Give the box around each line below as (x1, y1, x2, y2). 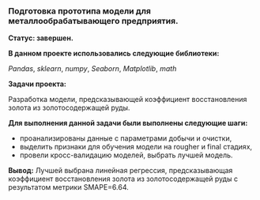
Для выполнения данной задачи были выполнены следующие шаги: (8, 119, 248, 128)
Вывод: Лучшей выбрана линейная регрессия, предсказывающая (8, 166, 233, 175)
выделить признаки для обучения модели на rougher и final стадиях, (19, 142, 253, 152)
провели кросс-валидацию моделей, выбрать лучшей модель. (19, 150, 233, 160)
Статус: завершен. (8, 33, 73, 43)
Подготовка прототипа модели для (8, 6, 152, 17)
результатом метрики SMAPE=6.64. (8, 183, 129, 192)
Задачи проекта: (8, 79, 67, 89)
